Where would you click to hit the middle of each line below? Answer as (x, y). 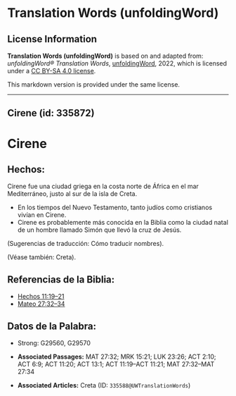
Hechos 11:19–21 (41, 297)
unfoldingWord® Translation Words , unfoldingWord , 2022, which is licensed (117, 63)
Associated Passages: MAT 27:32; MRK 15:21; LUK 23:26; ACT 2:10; (117, 357)
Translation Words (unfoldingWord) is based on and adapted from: (105, 56)
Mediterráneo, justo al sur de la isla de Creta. (72, 194)
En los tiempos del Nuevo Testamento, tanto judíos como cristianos (115, 208)
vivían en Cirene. (42, 215)
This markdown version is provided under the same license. (94, 85)
